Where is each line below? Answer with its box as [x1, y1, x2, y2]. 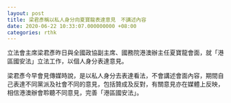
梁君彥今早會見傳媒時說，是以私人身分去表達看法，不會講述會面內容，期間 [7, 72, 218, 80]
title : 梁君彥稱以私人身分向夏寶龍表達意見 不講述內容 [7, 16, 146, 23]
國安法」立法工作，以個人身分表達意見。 [12, 57, 128, 65]
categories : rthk [7, 29, 57, 36]
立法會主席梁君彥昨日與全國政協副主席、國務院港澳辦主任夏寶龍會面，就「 [7, 48, 218, 57]
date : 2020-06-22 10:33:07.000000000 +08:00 [7, 23, 137, 29]
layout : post [7, 10, 45, 17]
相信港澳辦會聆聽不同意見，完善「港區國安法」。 [7, 89, 143, 97]
